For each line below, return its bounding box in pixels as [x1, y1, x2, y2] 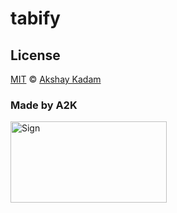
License [10, 47, 61, 64]
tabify [10, 7, 61, 30]
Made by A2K [10, 98, 78, 112]
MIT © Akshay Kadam [10, 73, 102, 85]
